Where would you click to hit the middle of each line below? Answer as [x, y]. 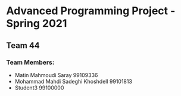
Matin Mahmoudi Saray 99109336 [56, 75]
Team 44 [23, 45]
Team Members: [30, 62]
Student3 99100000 [39, 88]
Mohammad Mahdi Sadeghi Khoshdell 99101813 [74, 81]
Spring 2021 [37, 23]
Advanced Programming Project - [91, 11]
